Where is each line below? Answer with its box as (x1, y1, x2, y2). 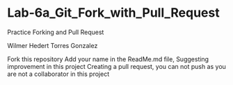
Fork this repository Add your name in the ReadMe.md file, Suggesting (7, 54, 209, 63)
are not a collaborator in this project (7, 70, 110, 78)
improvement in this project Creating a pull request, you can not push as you (7, 62, 226, 70)
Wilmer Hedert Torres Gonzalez (7, 41, 98, 49)
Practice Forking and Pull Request (7, 28, 104, 36)
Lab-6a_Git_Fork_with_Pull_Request (7, 5, 220, 21)
